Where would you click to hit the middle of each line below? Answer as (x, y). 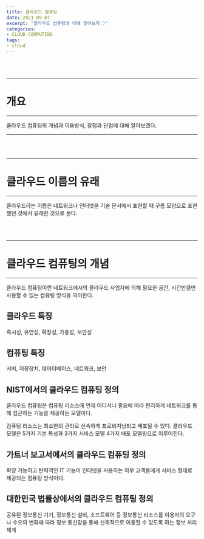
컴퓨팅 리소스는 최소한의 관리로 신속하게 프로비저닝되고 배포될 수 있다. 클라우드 (100, 426)
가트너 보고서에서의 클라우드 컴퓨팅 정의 (76, 454)
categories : (21, 29)
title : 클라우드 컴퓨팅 (32, 12)
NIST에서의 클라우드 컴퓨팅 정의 (63, 390)
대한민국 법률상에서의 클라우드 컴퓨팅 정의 (80, 499)
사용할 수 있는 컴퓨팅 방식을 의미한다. (50, 295)
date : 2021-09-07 (28, 18)
